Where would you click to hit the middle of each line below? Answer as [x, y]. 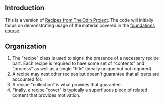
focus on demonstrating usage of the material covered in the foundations [80, 25]
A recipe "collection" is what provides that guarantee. [67, 84]
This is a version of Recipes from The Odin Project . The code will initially [79, 20]
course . [13, 30]
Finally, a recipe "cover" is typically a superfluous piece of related [80, 90]
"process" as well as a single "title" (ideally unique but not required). [82, 68]
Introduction [25, 8]
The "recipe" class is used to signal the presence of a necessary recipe [85, 58]
